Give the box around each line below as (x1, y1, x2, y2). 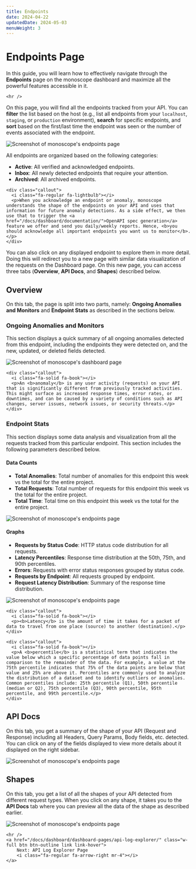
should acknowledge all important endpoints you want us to (6, 228, 157, 234)
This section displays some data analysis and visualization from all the (6, 433, 177, 440)
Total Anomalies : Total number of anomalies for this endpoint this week (14, 472, 189, 479)
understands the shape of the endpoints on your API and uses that (6, 203, 175, 209)
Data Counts (6, 459, 38, 466)
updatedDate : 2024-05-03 (6, 19, 67, 25)
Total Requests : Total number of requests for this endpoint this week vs (14, 485, 190, 492)
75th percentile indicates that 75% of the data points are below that (6, 665, 185, 671)
